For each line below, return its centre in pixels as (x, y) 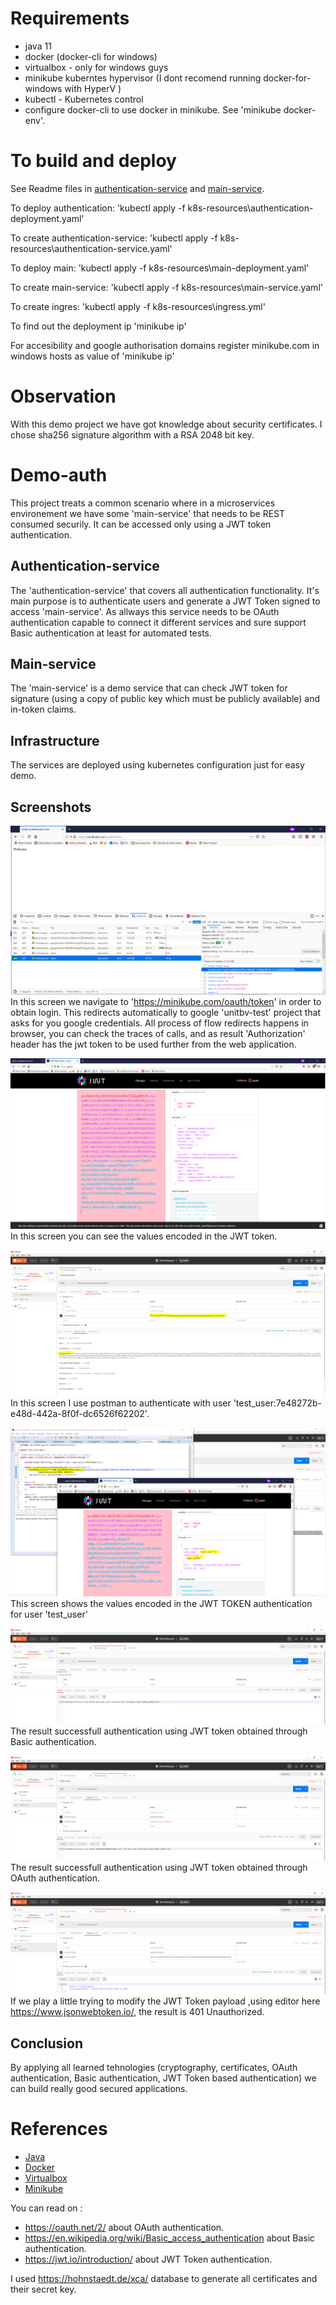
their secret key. (43, 2289)
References (59, 2129)
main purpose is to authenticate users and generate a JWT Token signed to (165, 601)
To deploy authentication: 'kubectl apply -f (98, 208)
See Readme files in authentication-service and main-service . (137, 188)
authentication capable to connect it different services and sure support (158, 622)
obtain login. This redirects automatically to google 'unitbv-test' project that (166, 1012)
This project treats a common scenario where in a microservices (143, 503)
